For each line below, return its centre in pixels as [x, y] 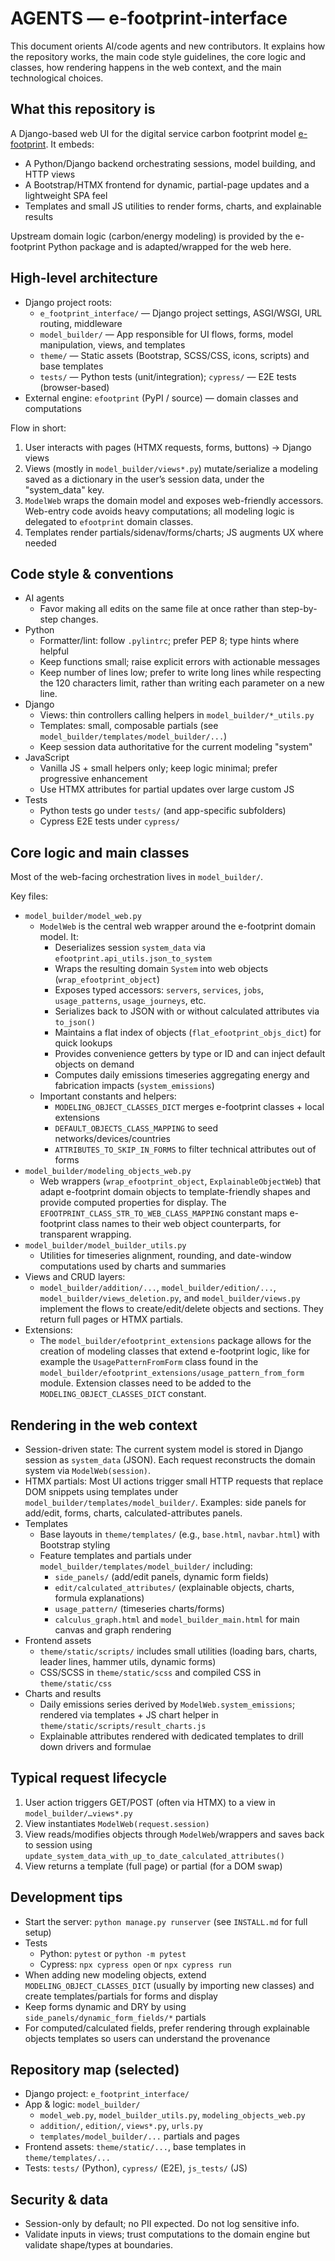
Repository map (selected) [95, 2070]
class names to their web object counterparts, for [179, 1224]
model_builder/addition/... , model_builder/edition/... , [158, 1288]
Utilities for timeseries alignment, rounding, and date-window [165, 1256]
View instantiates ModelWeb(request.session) [117, 1823]
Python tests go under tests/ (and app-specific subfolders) [163, 811]
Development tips [66, 1897]
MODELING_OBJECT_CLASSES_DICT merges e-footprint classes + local [189, 1107]
